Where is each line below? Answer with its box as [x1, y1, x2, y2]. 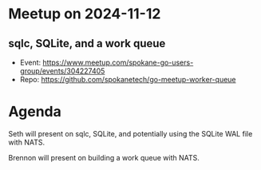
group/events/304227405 [19, 66, 105, 76]
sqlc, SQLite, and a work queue [8, 37, 166, 50]
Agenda [8, 103, 61, 121]
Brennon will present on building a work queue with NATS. [8, 152, 200, 162]
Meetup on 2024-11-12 [8, 5, 161, 23]
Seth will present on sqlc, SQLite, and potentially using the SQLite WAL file [8, 128, 253, 138]
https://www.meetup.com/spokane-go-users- [42, 57, 194, 67]
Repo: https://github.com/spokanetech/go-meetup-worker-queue [19, 75, 237, 84]
